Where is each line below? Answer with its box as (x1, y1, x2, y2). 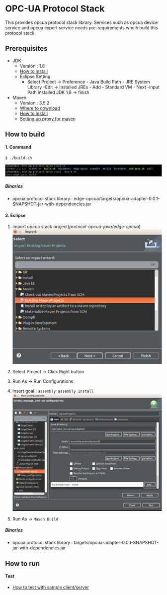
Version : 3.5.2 (19, 100, 50, 106)
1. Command (5, 144, 31, 150)
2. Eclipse (5, 212, 26, 218)
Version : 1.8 (19, 63, 45, 69)
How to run (5, 559, 40, 568)
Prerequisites (5, 44, 48, 53)
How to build (5, 130, 45, 139)
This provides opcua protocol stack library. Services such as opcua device (5, 19, 158, 25)
